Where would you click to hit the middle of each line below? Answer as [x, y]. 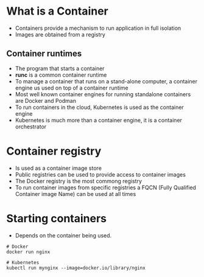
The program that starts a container [60, 68]
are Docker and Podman [45, 100]
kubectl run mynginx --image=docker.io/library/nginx [76, 268]
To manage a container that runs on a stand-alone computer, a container [106, 81]
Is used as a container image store [58, 168]
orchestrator [31, 127]
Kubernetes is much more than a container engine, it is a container [99, 120]
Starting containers [57, 218]
